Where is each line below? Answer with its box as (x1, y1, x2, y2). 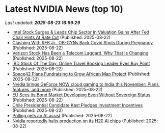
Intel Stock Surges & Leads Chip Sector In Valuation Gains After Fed (12, 29, 149, 35)
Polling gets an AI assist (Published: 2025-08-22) (12, 112, 112, 118)
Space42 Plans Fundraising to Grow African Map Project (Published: (12, 71, 151, 77)
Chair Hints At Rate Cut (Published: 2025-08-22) (12, 34, 111, 40)
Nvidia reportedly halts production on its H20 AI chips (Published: (12, 118, 145, 124)
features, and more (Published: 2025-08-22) (12, 86, 103, 92)
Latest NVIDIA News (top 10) (5, 3, 124, 15)
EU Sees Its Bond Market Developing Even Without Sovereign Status (12, 92, 151, 98)
